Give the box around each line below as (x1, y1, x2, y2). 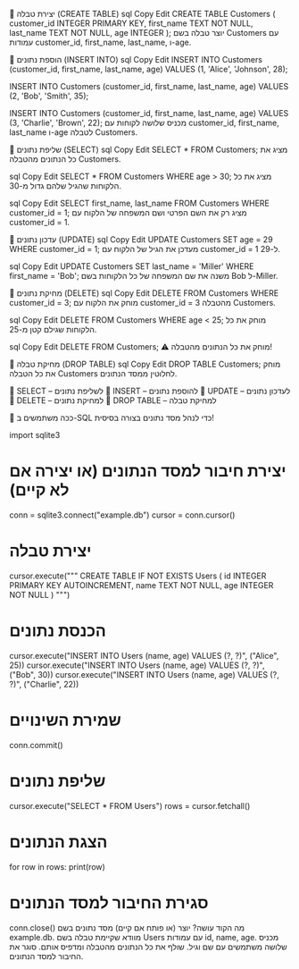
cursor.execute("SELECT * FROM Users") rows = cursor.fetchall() (9, 800, 251, 811)
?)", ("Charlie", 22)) (9, 678, 79, 689)
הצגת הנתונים (9, 831, 108, 852)
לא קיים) (9, 480, 70, 501)
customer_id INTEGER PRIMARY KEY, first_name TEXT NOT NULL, (9, 18, 253, 29)
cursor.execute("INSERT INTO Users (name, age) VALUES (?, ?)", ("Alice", (9, 650, 279, 661)
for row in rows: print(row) (9, 861, 105, 872)
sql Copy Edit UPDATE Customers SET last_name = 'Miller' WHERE (9, 261, 254, 272)
